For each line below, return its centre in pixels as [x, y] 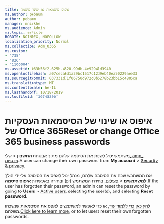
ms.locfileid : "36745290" [32, 96]
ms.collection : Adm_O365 [31, 46]
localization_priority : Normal [37, 42]
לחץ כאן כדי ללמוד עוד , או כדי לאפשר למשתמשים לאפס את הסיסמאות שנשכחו [78, 206]
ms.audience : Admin [25, 28]
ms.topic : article [24, 32]
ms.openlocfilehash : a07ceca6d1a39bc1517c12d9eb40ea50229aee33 [71, 74]
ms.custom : [16, 51]
